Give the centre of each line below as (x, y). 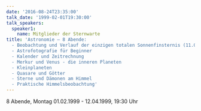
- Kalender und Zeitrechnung (48, 56)
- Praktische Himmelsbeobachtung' (54, 85)
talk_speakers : (25, 23)
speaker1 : (24, 28)
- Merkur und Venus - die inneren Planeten (66, 62)
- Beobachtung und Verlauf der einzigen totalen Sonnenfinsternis (96, 46)
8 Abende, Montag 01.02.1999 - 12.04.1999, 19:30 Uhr (72, 101)
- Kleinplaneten (32, 67)
